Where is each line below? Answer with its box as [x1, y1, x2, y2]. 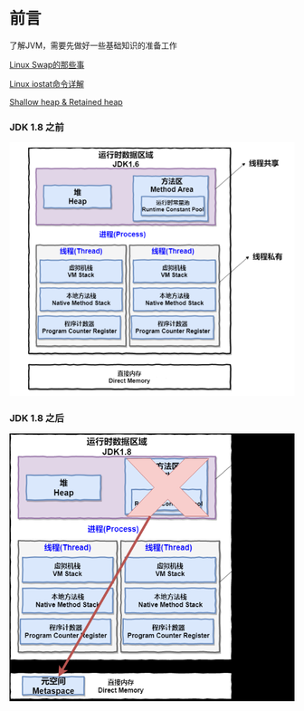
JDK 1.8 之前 [9, 120, 65, 133]
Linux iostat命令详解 [9, 78, 84, 89]
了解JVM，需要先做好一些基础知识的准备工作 [9, 40, 178, 51]
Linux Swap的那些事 [9, 59, 85, 70]
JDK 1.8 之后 [9, 411, 65, 424]
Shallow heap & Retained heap [9, 96, 124, 107]
